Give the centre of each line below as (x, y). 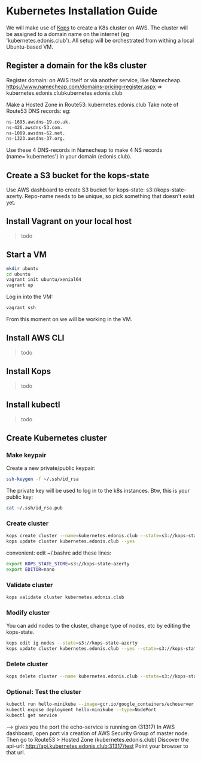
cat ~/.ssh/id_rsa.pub (34, 508)
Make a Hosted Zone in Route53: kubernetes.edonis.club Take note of (92, 104)
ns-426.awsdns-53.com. (34, 127)
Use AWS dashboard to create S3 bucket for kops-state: (76, 190)
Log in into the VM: (30, 297)
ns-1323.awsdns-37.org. (36, 139)
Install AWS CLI (35, 338)
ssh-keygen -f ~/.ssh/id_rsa (42, 479)
